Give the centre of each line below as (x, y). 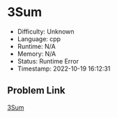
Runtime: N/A (36, 46)
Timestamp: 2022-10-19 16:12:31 (64, 68)
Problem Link (36, 90)
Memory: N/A (37, 54)
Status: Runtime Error (48, 61)
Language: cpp (39, 38)
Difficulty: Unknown (46, 31)
